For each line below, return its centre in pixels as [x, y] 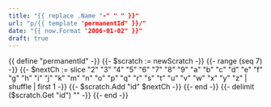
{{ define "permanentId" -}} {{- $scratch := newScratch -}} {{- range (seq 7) [135, 61]
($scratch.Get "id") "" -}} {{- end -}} [68, 95]
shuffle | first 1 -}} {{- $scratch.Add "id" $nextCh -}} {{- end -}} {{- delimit [131, 87]
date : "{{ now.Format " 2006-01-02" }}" [76, 31]
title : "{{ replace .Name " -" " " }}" [74, 16]
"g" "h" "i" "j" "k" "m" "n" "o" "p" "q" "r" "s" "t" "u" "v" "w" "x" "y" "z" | [128, 78]
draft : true [28, 38]
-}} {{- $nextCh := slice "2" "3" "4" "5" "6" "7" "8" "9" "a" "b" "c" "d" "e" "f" [135, 70]
